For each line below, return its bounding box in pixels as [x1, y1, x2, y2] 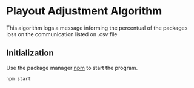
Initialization [6, 48, 55, 58]
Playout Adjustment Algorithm [6, 4, 162, 18]
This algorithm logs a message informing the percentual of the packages [6, 24, 188, 31]
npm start [6, 75, 32, 82]
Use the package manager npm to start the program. [6, 64, 138, 71]
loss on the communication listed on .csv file [6, 30, 118, 37]
